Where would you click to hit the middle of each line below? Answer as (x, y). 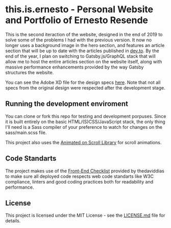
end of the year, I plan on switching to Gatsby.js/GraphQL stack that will (80, 56)
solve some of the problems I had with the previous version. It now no (79, 40)
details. (13, 221)
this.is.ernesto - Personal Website (79, 9)
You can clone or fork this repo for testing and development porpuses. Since (86, 116)
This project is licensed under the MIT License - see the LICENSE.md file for (85, 215)
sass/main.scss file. (26, 132)
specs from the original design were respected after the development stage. (85, 87)
